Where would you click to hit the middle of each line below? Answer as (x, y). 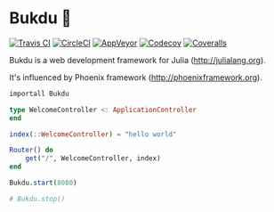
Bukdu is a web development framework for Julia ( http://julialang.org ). (138, 60)
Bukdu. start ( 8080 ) (43, 183)
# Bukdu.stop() (37, 199)
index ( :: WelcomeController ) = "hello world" (93, 134)
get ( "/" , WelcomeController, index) (93, 159)
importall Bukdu (39, 94)
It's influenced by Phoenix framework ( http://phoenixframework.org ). (136, 77)
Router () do (31, 151)
